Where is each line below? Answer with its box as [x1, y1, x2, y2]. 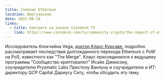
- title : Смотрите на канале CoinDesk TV [9, 26, 96, 30]
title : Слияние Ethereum [5, 7, 56, 12]
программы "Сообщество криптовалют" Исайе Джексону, [5, 59, 129, 65]
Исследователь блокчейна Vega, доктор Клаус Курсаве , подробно [5, 44, 146, 49]
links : [5, 21, 19, 26]
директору [5, 70, 28, 75]
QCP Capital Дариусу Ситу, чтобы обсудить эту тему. [28, 70, 140, 75]
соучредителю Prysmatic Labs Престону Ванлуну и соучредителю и [5, 64, 148, 70]
